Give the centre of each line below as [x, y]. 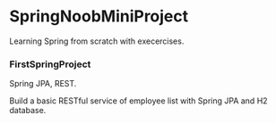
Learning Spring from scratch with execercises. [97, 41]
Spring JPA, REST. [43, 84]
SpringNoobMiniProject [99, 16]
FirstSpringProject [50, 64]
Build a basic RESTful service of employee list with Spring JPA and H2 [138, 101]
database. [28, 111]
